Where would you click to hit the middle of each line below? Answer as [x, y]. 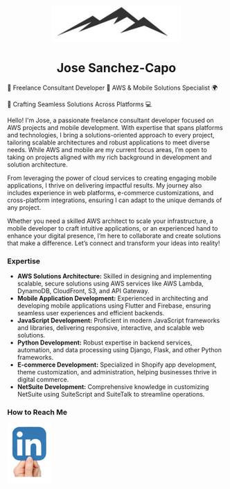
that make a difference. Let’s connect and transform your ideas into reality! [114, 243]
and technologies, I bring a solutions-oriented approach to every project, [111, 135]
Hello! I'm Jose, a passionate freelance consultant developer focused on [110, 120]
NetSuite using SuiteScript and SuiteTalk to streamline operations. [111, 395]
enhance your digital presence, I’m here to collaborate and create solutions [114, 235]
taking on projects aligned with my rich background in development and [110, 157]
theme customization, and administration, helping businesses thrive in [117, 372]
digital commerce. [43, 380]
